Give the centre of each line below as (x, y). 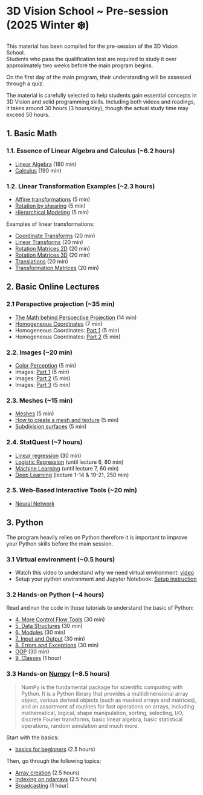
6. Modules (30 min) (40, 632)
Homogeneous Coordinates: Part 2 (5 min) (68, 337)
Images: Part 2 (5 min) (43, 378)
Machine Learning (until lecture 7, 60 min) (67, 468)
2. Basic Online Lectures (53, 287)
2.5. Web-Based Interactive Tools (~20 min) (72, 490)
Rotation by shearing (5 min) (50, 206)
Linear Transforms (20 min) (49, 242)
